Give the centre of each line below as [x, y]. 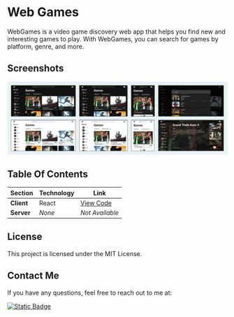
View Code [96, 203]
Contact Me [33, 276]
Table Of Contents [48, 174]
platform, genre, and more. [46, 46]
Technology [57, 192]
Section [22, 192]
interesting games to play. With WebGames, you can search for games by [113, 38]
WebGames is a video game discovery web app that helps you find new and [116, 31]
